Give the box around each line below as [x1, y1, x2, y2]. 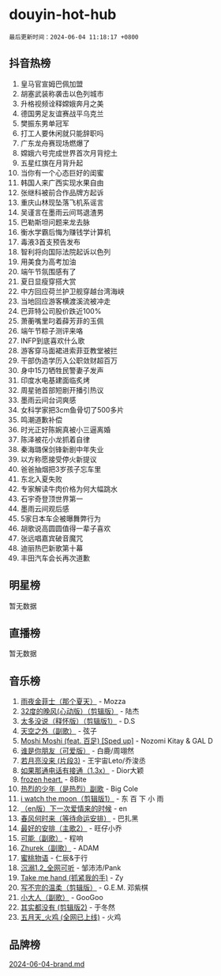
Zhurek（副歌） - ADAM [20, 843, 99, 853]
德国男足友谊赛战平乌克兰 [20, 108, 104, 118]
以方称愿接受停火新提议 [20, 454, 97, 464]
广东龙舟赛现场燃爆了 [20, 138, 90, 148]
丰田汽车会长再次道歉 [20, 553, 90, 563]
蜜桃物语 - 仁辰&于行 [20, 854, 88, 863]
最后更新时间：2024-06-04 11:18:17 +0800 [9, 33, 139, 41]
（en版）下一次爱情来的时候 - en [20, 804, 127, 813]
